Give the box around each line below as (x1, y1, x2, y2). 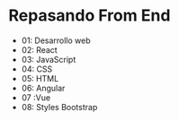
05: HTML (21, 73, 59, 83)
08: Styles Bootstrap (21, 101, 98, 112)
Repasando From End (8, 5, 171, 26)
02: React (21, 44, 58, 55)
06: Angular (21, 82, 66, 93)
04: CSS (21, 64, 53, 74)
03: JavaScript (21, 54, 76, 65)
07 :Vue (21, 91, 51, 103)
